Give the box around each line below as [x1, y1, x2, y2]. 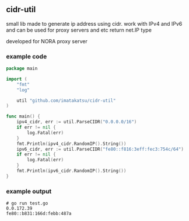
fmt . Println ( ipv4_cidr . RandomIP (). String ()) [16, 140, 127, 147]
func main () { [6, 113, 41, 119]
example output [6, 187, 52, 195]
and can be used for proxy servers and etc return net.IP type [6, 26, 152, 33]
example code [6, 52, 47, 60]
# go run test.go [6, 201, 48, 206]
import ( [6, 76, 27, 82]
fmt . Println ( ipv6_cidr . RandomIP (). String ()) [16, 168, 127, 174]
